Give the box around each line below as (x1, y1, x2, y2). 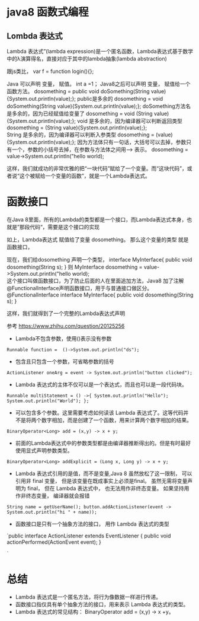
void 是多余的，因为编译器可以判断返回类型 (77, 117, 183, 125)
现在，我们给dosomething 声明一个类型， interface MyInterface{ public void (7, 256, 192, 263)
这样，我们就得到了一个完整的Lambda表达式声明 (7, 310, 126, 317)
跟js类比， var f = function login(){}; (7, 68, 94, 75)
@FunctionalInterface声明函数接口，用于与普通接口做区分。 (7, 284, 153, 291)
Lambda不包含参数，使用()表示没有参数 (15, 335, 112, 342)
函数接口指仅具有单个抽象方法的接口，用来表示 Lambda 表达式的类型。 (15, 600, 189, 608)
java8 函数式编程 (7, 5, 89, 19)
